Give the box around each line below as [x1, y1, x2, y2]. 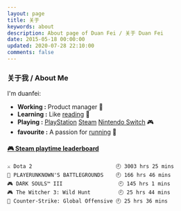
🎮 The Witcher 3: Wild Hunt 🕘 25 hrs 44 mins [7, 189, 171, 196]
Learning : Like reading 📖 [17, 110, 90, 119]
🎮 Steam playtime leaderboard [7, 144, 99, 153]
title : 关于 [7, 17, 40, 24]
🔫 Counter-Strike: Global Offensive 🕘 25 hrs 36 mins [7, 198, 169, 205]
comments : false [7, 49, 54, 56]
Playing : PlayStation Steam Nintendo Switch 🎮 [17, 118, 154, 126]
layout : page [7, 10, 45, 17]
